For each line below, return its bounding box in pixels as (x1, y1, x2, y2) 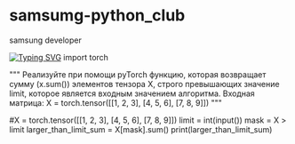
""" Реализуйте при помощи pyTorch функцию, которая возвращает (9, 68, 267, 80)
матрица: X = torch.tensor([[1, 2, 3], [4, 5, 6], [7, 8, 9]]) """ (9, 97, 222, 108)
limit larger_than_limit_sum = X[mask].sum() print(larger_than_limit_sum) (9, 124, 273, 134)
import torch (63, 52, 109, 62)
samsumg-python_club (9, 5, 186, 26)
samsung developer (9, 35, 82, 45)
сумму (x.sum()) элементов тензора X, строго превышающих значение (9, 78, 280, 89)
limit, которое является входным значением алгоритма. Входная (9, 88, 255, 99)
